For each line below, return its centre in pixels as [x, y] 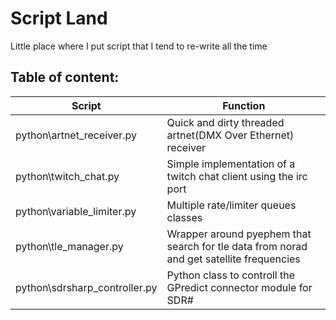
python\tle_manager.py [69, 246]
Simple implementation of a [231, 164]
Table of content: [65, 77]
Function [244, 105]
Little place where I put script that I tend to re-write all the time [139, 46]
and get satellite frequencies [233, 259]
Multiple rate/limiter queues [231, 205]
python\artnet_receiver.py [76, 135]
